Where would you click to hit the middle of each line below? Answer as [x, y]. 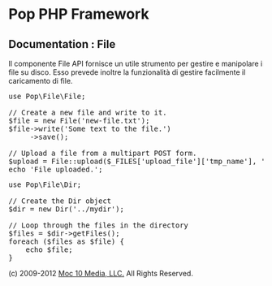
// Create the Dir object [60, 201]
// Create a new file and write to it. [88, 113]
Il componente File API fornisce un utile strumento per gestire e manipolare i [136, 63]
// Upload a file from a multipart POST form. [103, 153]
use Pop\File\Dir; [45, 185]
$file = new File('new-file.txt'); [79, 121]
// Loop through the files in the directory [99, 225]
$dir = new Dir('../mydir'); [66, 209]
